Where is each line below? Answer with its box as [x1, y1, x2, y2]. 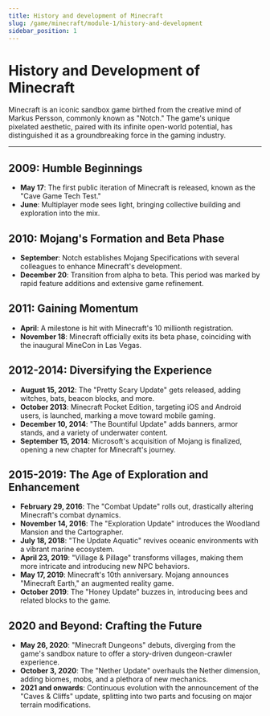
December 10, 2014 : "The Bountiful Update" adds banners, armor [19, 419, 239, 428]
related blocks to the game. [19, 595, 111, 605]
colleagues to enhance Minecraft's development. [19, 261, 182, 271]
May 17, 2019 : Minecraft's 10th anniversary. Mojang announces [19, 570, 229, 579]
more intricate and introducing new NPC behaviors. [19, 562, 190, 571]
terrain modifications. [19, 700, 91, 710]
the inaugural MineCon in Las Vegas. [19, 340, 142, 350]
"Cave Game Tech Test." [19, 191, 102, 201]
